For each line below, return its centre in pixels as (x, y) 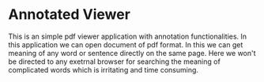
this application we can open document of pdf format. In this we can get (126, 44)
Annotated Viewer (69, 15)
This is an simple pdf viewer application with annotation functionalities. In (128, 36)
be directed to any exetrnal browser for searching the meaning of (115, 61)
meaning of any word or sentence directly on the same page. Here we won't (132, 53)
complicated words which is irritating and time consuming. (104, 69)
